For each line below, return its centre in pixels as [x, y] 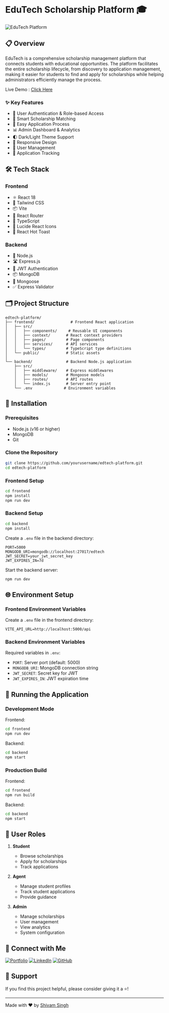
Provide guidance [38, 897]
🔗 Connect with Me [36, 948]
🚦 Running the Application [47, 695]
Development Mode [30, 709]
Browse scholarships [42, 856]
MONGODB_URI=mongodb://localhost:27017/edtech [55, 552]
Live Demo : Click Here [29, 89]
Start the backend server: [32, 570]
